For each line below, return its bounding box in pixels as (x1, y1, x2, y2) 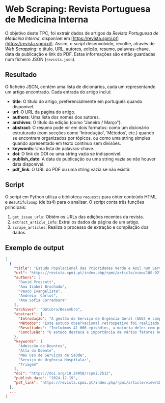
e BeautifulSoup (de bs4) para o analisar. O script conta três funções (5, 199, 144, 205)
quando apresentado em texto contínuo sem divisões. (12, 140, 121, 146)
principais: (5, 204, 27, 210)
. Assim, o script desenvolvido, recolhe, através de (52, 40, 155, 46)
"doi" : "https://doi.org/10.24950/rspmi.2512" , (14, 371, 113, 376)
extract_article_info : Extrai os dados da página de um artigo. (12, 219, 140, 225)
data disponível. (12, 161, 45, 167)
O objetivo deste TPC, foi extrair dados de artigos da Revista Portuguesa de (5, 30, 159, 36)
